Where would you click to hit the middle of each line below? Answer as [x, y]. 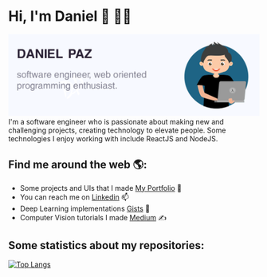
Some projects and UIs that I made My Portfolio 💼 [100, 188]
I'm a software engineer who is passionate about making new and [116, 121]
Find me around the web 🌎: [78, 165]
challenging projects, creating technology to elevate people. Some [117, 130]
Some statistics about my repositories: [106, 245]
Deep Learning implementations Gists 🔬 [84, 208]
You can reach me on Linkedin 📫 [74, 197]
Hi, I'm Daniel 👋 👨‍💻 [70, 16]
